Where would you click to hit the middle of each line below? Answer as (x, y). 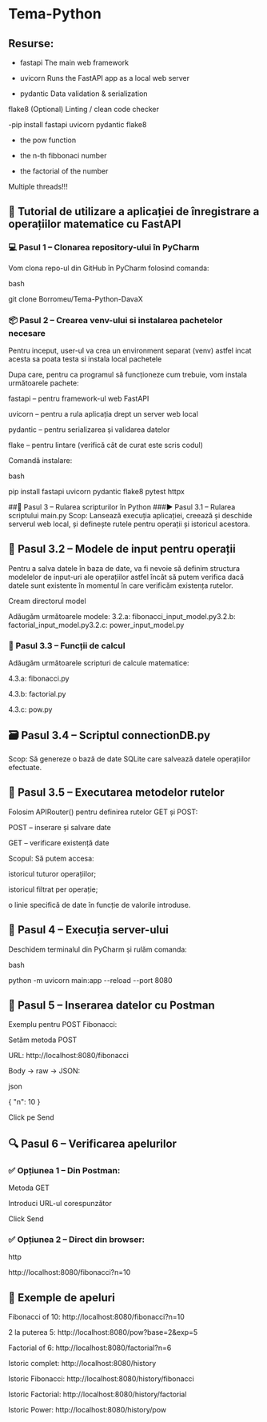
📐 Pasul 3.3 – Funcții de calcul (67, 645)
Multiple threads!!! (38, 186)
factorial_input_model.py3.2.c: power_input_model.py (96, 625)
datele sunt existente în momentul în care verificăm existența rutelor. (121, 585)
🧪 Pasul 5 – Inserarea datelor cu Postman (112, 1005)
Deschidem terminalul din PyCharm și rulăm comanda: (98, 949)
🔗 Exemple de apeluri (62, 1298)
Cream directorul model (47, 601)
